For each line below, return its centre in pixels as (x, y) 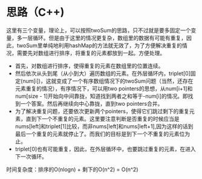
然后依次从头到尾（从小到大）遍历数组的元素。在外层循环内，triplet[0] (103, 73)
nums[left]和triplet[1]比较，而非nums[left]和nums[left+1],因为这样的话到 (104, 126)
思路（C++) (35, 12)
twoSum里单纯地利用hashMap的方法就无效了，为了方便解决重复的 (99, 45)
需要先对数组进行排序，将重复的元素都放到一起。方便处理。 (91, 53)
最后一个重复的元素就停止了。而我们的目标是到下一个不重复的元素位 (100, 134)
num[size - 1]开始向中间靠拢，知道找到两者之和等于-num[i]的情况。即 (102, 96)
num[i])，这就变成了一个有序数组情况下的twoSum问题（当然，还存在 (108, 81)
